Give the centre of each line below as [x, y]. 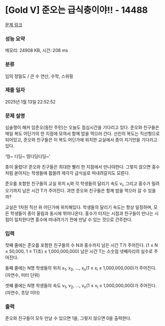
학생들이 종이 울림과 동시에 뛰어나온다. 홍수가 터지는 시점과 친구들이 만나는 [82, 213]
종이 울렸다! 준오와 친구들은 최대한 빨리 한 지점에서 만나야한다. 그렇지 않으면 [78, 167]
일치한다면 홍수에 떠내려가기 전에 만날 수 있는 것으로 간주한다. [73, 219]
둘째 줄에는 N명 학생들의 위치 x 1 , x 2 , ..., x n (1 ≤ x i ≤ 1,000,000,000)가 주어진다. [81, 269]
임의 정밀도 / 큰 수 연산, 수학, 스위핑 [39, 76]
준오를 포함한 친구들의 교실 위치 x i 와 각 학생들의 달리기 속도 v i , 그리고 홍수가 [78, 184]
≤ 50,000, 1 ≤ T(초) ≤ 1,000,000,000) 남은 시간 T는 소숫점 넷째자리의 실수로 [79, 252]
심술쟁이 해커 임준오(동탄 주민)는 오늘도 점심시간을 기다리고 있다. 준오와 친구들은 [82, 127]
